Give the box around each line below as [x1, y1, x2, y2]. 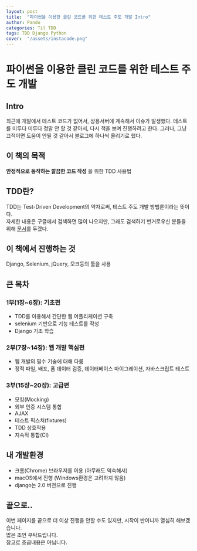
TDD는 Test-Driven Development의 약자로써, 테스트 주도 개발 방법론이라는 [6, 203, 179, 210]
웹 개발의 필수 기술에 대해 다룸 [14, 358, 84, 365]
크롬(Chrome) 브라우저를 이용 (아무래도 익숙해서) [14, 467, 128, 474]
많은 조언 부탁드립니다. [6, 532, 58, 539]
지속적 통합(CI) [14, 431, 49, 438]
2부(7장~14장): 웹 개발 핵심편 [6, 343, 85, 352]
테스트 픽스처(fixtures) [14, 417, 67, 424]
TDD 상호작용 [14, 424, 46, 431]
